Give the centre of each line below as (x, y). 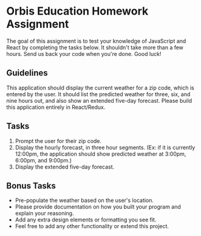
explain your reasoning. (44, 213)
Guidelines (27, 73)
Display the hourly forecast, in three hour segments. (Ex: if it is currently (105, 147)
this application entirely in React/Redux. (56, 107)
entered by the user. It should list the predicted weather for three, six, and (98, 94)
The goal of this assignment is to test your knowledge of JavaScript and (96, 41)
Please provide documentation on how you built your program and (98, 207)
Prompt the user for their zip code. (58, 141)
